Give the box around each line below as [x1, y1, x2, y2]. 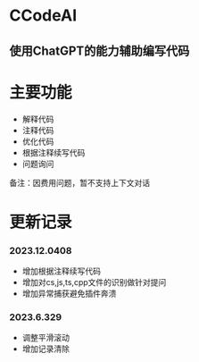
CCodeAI [9, 5, 78, 26]
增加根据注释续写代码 [21, 265, 101, 276]
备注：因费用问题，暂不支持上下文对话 [9, 177, 150, 188]
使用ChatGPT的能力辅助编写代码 [9, 43, 190, 58]
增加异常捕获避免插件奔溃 [21, 288, 117, 299]
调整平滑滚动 [21, 333, 70, 343]
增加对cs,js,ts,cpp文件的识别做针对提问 [21, 277, 167, 287]
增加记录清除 [21, 343, 70, 354]
